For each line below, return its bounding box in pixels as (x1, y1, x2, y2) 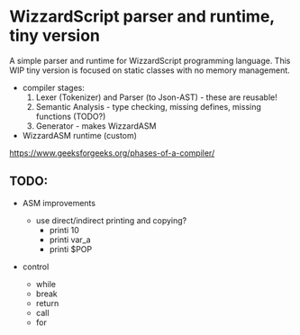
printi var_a (49, 234, 92, 245)
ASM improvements (22, 197, 96, 208)
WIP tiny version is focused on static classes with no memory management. (9, 65, 290, 76)
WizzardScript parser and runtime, (9, 6, 275, 27)
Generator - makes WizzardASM (35, 120, 157, 131)
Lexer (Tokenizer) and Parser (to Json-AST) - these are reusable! (35, 92, 277, 103)
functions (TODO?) (35, 111, 106, 122)
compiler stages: (22, 82, 86, 93)
